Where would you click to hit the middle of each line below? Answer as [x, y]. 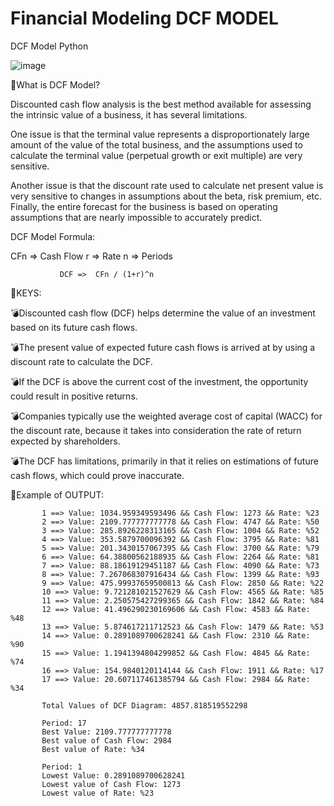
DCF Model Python [49, 46]
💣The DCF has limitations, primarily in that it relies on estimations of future [164, 461]
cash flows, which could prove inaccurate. [97, 475]
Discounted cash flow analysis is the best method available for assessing [161, 104]
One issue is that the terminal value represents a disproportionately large [160, 134]
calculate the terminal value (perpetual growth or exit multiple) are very [156, 155]
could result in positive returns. [74, 396]
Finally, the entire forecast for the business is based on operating [144, 206]
